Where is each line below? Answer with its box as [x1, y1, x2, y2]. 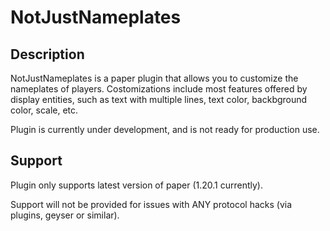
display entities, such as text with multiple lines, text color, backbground [10, 94, 308, 105]
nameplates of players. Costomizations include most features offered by [10, 83, 308, 95]
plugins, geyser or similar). [10, 209, 120, 221]
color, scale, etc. [10, 104, 79, 116]
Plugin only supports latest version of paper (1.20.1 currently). [10, 179, 263, 191]
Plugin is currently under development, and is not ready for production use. [10, 124, 320, 135]
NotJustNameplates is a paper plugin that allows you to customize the [10, 72, 299, 84]
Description [10, 46, 85, 63]
